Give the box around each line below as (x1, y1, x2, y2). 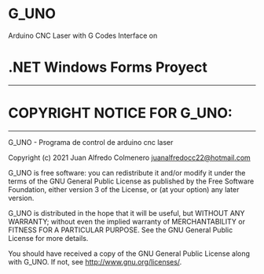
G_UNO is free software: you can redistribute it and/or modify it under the (8, 168, 246, 177)
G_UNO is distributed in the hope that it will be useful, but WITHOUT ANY (8, 208, 245, 217)
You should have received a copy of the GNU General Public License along (8, 249, 250, 258)
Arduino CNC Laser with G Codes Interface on (8, 31, 158, 40)
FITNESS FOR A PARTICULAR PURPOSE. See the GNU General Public (8, 225, 233, 235)
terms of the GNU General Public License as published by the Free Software (8, 176, 255, 186)
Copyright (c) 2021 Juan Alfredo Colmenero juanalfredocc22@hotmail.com (8, 153, 251, 162)
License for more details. (8, 233, 89, 243)
